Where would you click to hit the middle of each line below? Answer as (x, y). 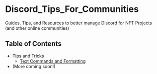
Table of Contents (34, 44)
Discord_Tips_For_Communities (72, 9)
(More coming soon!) (34, 66)
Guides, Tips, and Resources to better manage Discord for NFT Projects (79, 23)
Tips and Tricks (28, 56)
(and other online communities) (37, 28)
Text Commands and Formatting (53, 61)
